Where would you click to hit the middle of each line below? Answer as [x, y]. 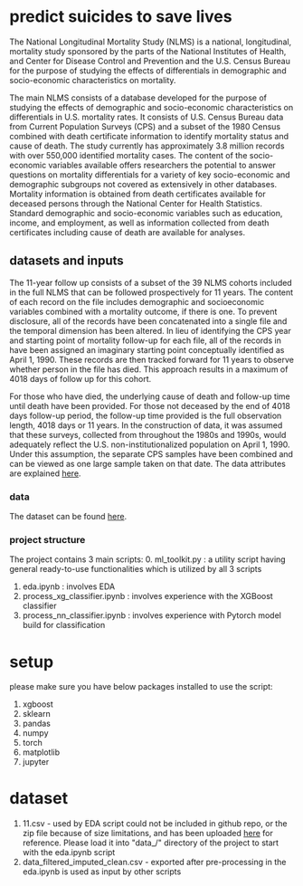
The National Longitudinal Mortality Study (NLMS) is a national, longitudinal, [151, 42]
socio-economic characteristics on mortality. [93, 80]
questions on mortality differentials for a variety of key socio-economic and [150, 175]
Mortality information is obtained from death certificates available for [137, 194]
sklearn [37, 714]
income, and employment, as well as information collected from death [139, 223]
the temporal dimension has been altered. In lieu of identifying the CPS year [150, 330]
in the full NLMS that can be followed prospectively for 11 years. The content [151, 292]
